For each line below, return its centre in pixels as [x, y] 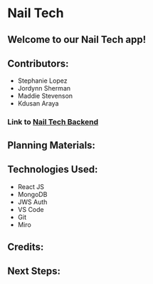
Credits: [26, 247]
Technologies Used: [53, 169]
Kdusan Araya [38, 103]
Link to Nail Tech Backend [53, 122]
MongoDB [32, 194]
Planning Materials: [52, 145]
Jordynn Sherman [44, 88]
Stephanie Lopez [42, 81]
